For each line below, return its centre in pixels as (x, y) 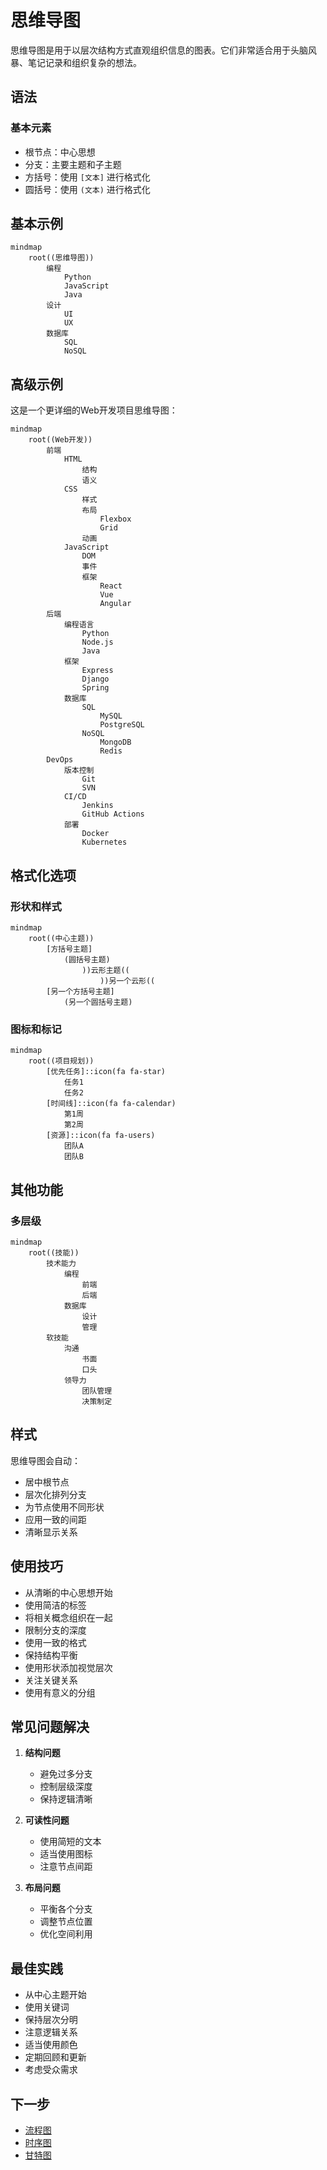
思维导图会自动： (45, 1460)
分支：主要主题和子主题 (73, 164)
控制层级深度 (66, 1787)
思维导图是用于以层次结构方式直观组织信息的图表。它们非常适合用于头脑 (159, 50)
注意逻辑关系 (51, 2032)
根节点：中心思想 (60, 152)
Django (95, 679)
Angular (115, 604)
